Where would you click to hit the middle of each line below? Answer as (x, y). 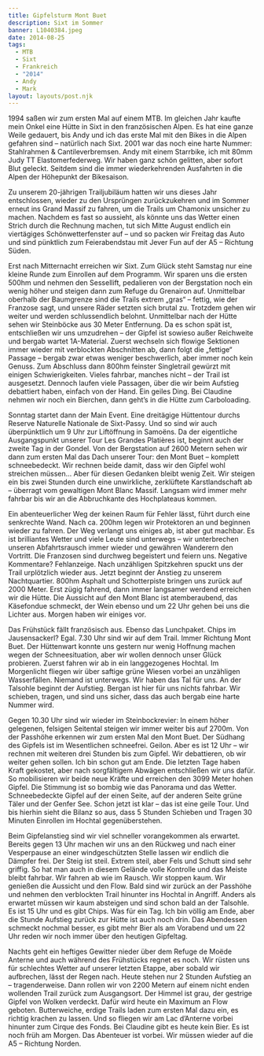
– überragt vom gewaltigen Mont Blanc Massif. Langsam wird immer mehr (128, 491)
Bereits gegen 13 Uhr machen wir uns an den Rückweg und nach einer (122, 844)
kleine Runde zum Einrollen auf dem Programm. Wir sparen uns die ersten (128, 274)
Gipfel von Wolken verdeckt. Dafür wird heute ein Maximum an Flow (118, 1002)
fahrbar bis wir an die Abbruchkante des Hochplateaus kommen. (113, 499)
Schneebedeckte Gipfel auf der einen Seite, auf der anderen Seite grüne (125, 795)
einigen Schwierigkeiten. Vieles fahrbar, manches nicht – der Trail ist (119, 375)
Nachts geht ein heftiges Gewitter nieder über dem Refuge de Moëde (120, 952)
